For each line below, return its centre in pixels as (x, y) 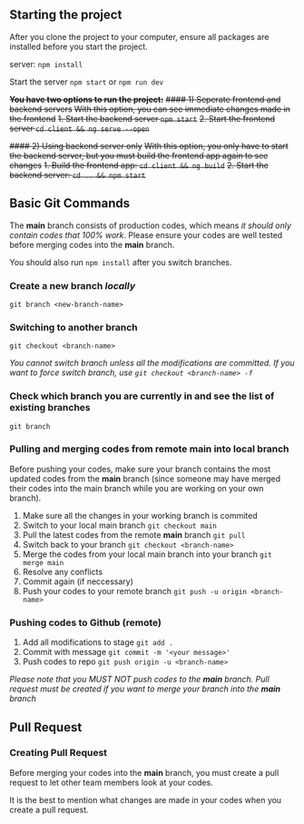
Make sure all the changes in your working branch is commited (140, 515)
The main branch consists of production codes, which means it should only (151, 225)
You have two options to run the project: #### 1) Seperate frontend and (145, 99)
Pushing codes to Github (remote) (85, 622)
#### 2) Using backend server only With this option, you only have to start (149, 145)
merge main (43, 562)
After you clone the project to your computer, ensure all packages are (139, 36)
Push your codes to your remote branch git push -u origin (135, 591)
